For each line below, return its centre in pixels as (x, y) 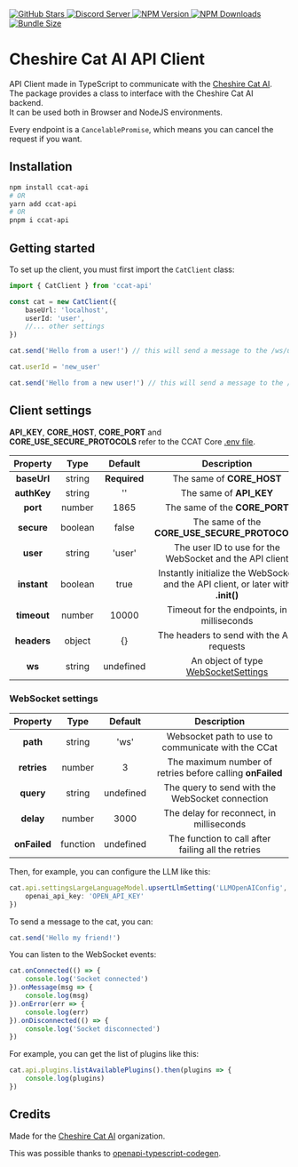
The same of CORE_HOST (227, 478)
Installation (41, 167)
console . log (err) (57, 1012)
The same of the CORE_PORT (227, 508)
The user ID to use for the (227, 548)
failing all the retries (220, 850)
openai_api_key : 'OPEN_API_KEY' (85, 896)
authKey (33, 492)
